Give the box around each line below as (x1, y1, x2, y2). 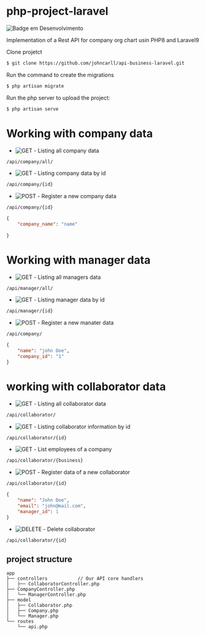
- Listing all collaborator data (33, 399, 106, 407)
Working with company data (6, 127, 153, 140)
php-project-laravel (6, 4, 109, 18)
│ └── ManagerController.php (6, 592, 86, 598)
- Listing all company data (33, 147, 100, 154)
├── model (6, 597, 32, 603)
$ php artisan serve (6, 106, 59, 112)
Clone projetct (6, 48, 42, 56)
